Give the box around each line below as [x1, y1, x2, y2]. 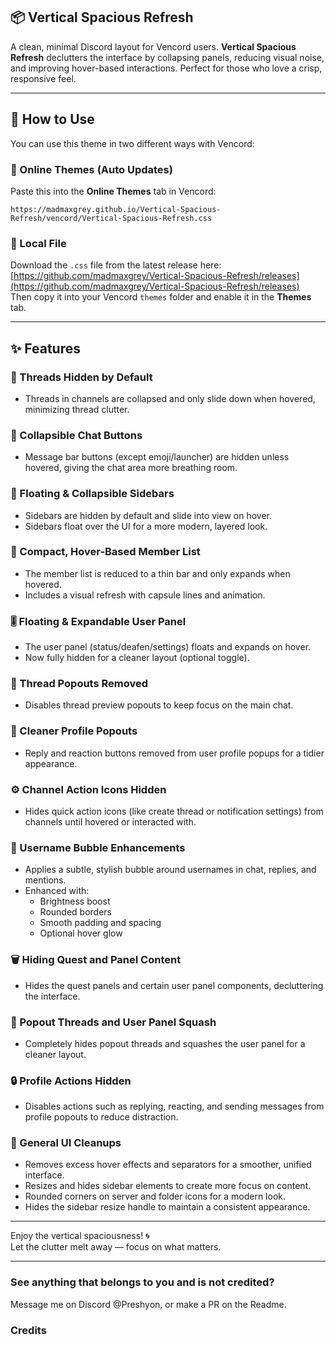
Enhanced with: [24, 885, 90, 897]
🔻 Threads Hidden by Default [10, 370, 153, 384]
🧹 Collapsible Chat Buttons [10, 428, 143, 442]
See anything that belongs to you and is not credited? [10, 1275, 275, 1289]
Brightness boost [39, 895, 111, 908]
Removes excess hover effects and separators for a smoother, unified [24, 1159, 312, 1171]
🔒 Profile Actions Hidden [10, 1074, 132, 1088]
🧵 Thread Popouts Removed [10, 677, 149, 691]
